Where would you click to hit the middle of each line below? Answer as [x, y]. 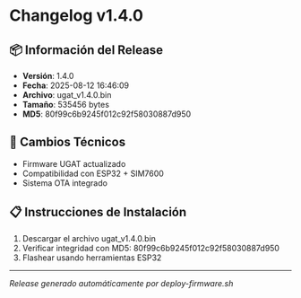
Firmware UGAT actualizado [74, 163]
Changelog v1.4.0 [76, 16]
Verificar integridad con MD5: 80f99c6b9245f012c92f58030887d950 [151, 248]
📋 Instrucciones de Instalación [98, 212]
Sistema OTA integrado [64, 183]
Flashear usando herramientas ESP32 [92, 258]
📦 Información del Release [86, 50]
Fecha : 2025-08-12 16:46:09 [76, 85]
